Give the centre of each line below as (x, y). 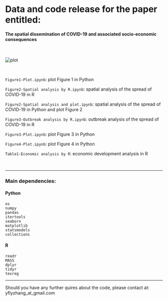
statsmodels (17, 230)
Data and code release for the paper (81, 9)
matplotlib (16, 226)
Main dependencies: (31, 181)
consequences (21, 39)
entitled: (23, 20)
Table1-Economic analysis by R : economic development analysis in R (77, 154)
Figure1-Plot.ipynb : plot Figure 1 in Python (49, 80)
